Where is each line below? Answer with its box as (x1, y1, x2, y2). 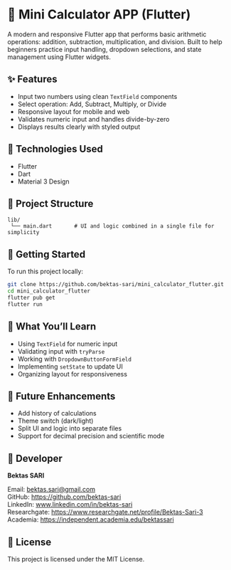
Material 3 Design (17, 177, 70, 186)
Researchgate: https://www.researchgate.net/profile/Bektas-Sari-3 (7, 508, 204, 517)
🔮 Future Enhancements (7, 390, 116, 402)
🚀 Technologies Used (7, 143, 103, 155)
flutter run (7, 300, 43, 308)
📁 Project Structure (7, 197, 94, 209)
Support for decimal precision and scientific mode (17, 432, 165, 440)
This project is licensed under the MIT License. (7, 554, 145, 563)
